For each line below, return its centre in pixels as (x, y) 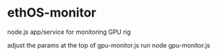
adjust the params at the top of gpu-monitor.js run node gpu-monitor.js (109, 45)
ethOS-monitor (52, 13)
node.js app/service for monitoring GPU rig (69, 32)
